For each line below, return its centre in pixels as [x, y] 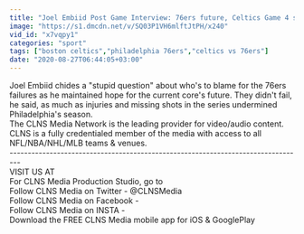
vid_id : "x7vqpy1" [44, 34]
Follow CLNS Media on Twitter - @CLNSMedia [96, 191]
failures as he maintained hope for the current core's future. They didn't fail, [151, 95]
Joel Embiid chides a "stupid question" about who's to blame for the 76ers [148, 85]
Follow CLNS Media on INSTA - [67, 210]
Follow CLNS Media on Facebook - [74, 201]
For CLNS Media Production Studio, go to [86, 181]
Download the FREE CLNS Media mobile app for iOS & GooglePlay [133, 220]
